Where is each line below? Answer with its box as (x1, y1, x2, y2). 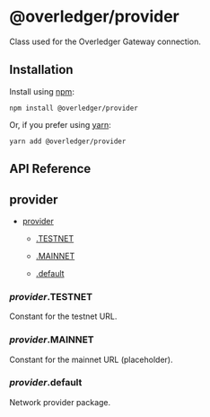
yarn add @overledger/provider (9, 137, 127, 146)
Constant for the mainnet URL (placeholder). (9, 354, 173, 365)
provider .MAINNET (9, 333, 94, 346)
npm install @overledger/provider (9, 104, 139, 113)
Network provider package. (9, 396, 111, 407)
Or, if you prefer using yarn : (9, 119, 112, 130)
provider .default (9, 376, 83, 389)
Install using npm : (9, 86, 74, 96)
